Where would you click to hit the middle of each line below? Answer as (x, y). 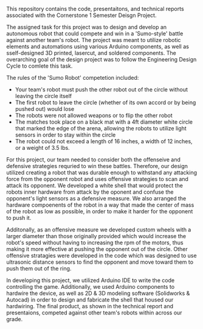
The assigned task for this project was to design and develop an (87, 27)
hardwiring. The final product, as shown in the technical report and (90, 306)
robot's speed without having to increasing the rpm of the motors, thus (95, 242)
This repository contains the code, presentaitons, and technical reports (95, 9)
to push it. (19, 218)
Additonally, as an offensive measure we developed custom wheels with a (99, 230)
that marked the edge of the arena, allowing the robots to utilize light (101, 128)
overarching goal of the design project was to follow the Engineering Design (101, 59)
